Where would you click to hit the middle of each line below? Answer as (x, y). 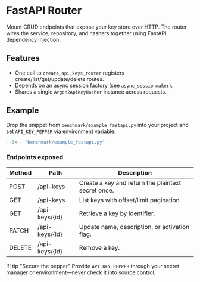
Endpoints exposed (35, 157)
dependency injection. (34, 39)
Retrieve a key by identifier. (117, 213)
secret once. (96, 190)
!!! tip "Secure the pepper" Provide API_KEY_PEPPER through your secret (93, 266)
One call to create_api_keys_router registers (70, 73)
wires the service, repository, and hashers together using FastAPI (86, 33)
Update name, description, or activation (134, 227)
